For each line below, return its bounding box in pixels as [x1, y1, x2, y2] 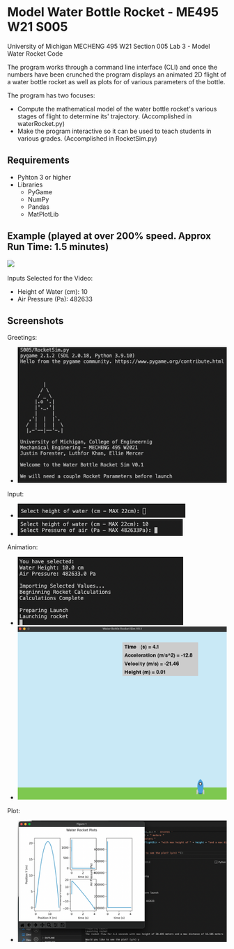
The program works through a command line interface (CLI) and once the [7, 63, 218, 71]
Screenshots [7, 315, 64, 327]
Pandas [27, 203, 50, 211]
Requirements [7, 155, 70, 166]
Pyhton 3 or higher [17, 173, 72, 181]
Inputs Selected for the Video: [7, 274, 93, 282]
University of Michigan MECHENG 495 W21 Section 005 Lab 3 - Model [7, 42, 210, 50]
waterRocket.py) [17, 119, 65, 127]
